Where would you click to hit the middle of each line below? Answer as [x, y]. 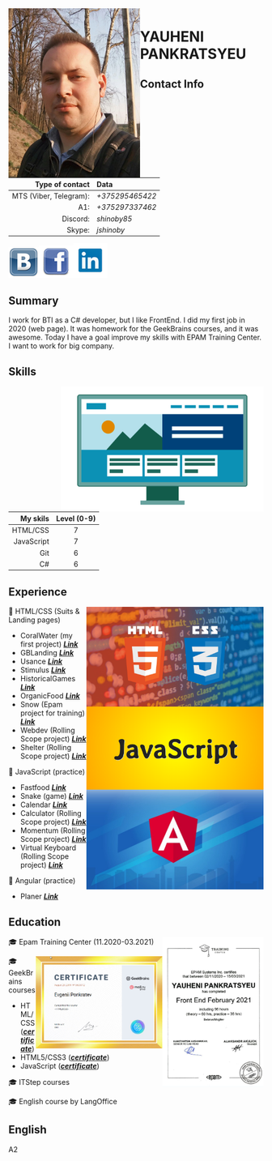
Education [35, 922]
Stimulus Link [43, 670]
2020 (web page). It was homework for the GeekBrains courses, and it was [134, 329]
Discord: [76, 219]
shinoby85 [115, 219]
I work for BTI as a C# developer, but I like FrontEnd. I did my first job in [127, 320]
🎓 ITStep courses [39, 1082]
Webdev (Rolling [47, 730]
